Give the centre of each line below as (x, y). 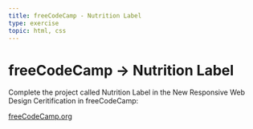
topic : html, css (37, 30)
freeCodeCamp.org (40, 116)
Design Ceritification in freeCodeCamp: (73, 101)
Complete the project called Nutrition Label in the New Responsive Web (126, 92)
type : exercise (34, 23)
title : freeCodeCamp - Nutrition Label (75, 16)
